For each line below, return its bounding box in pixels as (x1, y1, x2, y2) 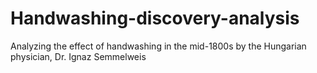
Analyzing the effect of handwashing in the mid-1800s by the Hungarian (10, 40, 307, 52)
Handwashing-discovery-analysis (10, 7, 300, 30)
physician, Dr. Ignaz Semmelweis (10, 50, 147, 62)
